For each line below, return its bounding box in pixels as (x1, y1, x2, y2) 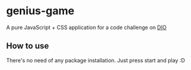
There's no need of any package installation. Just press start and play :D (6, 56, 186, 63)
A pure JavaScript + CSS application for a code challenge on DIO (6, 24, 166, 31)
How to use (6, 41, 49, 51)
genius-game (6, 4, 75, 18)
